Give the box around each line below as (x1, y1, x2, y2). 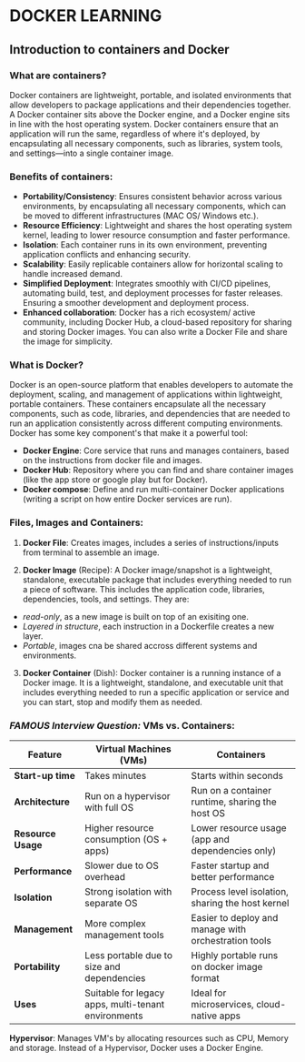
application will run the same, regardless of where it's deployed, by (9, 128, 261, 139)
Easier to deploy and (191, 912, 279, 925)
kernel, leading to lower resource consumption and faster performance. (22, 229, 290, 241)
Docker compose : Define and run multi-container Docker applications (22, 484, 285, 495)
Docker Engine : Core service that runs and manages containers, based (22, 445, 290, 456)
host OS (191, 807, 225, 820)
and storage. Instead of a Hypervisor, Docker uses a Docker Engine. (9, 1043, 264, 1054)
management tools (84, 929, 165, 942)
